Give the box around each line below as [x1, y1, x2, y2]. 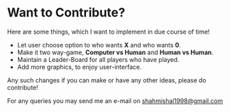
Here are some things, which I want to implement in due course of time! [7, 27, 210, 36]
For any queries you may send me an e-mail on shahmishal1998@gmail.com [7, 96, 223, 104]
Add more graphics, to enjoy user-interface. [17, 63, 142, 71]
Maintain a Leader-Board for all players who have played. [17, 55, 180, 63]
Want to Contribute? [7, 5, 125, 21]
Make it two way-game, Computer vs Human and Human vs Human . [17, 48, 213, 56]
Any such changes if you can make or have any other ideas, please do [7, 76, 207, 84]
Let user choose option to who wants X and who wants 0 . [17, 41, 181, 49]
